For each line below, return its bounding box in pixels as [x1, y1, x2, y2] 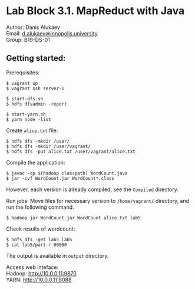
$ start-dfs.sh [6, 96, 44, 101]
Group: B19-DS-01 [6, 36, 50, 43]
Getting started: [6, 53, 66, 63]
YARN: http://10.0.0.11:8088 [6, 276, 72, 283]
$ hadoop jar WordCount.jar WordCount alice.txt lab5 [6, 215, 141, 221]
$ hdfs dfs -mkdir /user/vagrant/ [6, 143, 91, 149]
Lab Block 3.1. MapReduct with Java [6, 4, 185, 18]
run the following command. [6, 203, 75, 211]
